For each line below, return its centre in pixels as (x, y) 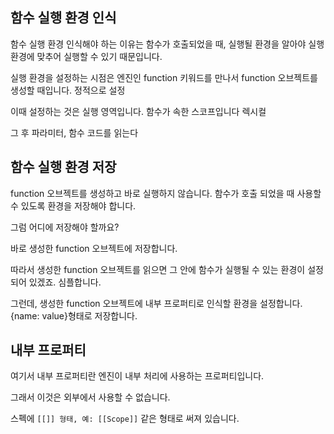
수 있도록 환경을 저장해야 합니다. (73, 205)
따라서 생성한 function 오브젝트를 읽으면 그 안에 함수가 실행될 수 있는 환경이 (158, 269)
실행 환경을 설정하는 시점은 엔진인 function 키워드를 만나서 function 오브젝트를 (164, 77)
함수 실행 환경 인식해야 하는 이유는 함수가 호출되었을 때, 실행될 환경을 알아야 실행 (167, 44)
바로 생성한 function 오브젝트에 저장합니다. (94, 248)
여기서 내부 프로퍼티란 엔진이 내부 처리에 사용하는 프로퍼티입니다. (137, 376)
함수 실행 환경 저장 (63, 167)
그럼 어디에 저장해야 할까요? (65, 227)
